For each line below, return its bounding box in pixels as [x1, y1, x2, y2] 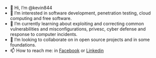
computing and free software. [10, 15, 72, 21]
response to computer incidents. [10, 31, 78, 37]
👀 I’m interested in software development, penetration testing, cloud [10, 10, 151, 16]
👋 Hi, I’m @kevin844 [10, 5, 53, 10]
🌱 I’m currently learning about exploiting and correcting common [10, 20, 144, 26]
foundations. [10, 42, 37, 47]
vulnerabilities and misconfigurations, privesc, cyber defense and [10, 26, 146, 32]
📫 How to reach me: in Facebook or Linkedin [10, 47, 104, 53]
